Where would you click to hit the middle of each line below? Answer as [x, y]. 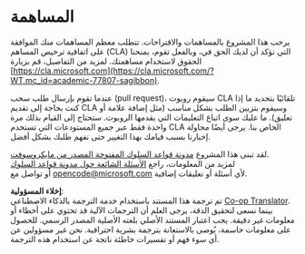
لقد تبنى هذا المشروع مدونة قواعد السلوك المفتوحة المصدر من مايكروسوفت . [140, 154]
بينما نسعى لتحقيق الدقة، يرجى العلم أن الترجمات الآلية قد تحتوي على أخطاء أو [142, 210]
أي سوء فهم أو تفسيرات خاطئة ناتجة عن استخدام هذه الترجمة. [115, 239]
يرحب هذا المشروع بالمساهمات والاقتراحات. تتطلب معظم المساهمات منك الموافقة [150, 42]
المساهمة [42, 17]
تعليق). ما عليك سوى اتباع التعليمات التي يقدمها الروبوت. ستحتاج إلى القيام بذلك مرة [152, 117]
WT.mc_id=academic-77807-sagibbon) [84, 80]
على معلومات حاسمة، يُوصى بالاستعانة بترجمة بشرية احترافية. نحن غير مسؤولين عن [151, 230]
